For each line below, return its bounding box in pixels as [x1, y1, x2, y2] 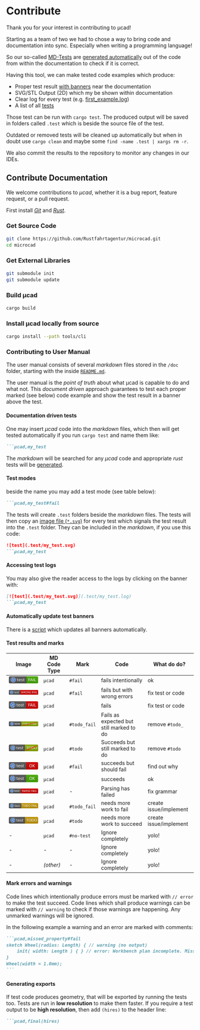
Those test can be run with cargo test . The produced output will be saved [6, 113, 189, 121]
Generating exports [6, 980, 55, 987]
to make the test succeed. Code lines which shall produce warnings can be [6, 899, 190, 906]
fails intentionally [101, 677, 143, 684]
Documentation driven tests [6, 412, 77, 419]
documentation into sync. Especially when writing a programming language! [6, 42, 192, 49]
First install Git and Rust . [6, 206, 66, 214]
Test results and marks [6, 640, 64, 647]
